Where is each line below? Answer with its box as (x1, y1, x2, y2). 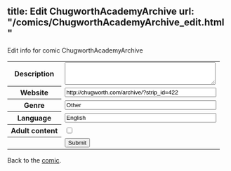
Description (14, 69, 55, 79)
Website (20, 88, 49, 97)
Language (17, 114, 51, 123)
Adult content (11, 126, 58, 136)
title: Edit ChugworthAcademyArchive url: (7, 6, 194, 18)
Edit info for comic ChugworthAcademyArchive (7, 46, 143, 55)
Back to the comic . (7, 156, 62, 164)
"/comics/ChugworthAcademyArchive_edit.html (7, 17, 225, 29)
